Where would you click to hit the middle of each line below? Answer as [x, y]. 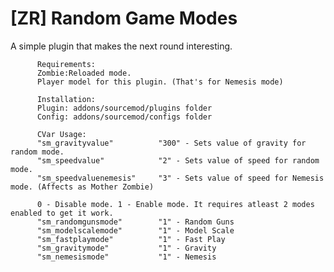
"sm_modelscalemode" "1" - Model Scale [135, 230]
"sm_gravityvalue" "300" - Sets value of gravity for [171, 143]
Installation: [66, 99]
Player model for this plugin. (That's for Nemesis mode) [160, 82]
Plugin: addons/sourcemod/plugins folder [124, 108]
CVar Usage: [61, 134]
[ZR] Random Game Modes [124, 18]
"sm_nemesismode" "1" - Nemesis [126, 257]
